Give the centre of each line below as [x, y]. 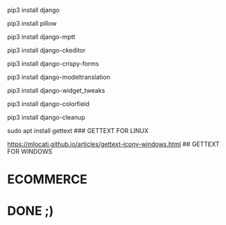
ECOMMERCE [47, 180]
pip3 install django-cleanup [46, 117]
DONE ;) [31, 211]
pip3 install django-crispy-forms [53, 64]
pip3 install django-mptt [41, 37]
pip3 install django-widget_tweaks [56, 90]
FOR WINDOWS [30, 151]
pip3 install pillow [32, 23]
